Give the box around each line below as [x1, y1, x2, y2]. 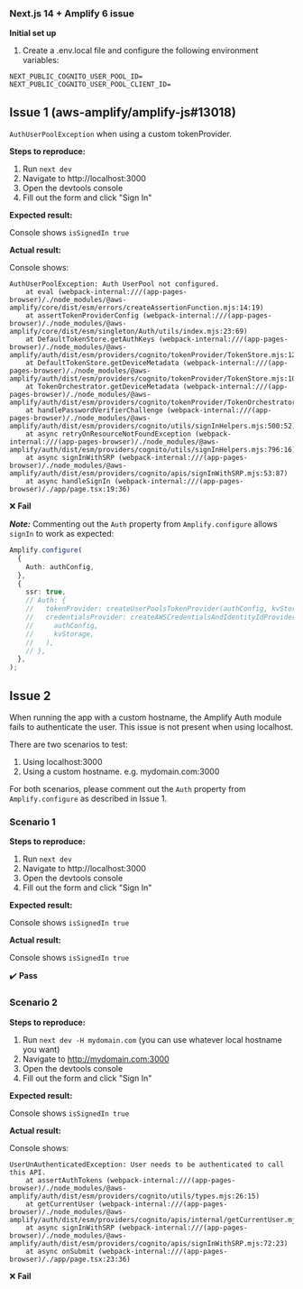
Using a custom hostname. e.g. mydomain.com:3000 [22, 766, 220, 778]
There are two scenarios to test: [9, 739, 128, 750]
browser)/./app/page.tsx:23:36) [9, 1255, 131, 1264]
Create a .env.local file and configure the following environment [22, 45, 259, 56]
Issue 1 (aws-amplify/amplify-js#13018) [9, 105, 236, 120]
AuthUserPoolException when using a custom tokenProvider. [9, 129, 232, 140]
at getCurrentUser [25, 1199, 95, 1209]
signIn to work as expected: [9, 529, 115, 539]
